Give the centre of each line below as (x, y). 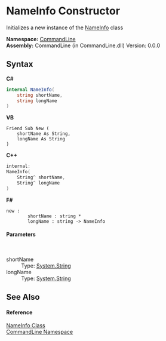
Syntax (20, 64)
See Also (23, 297)
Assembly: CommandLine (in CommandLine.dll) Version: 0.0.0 (83, 45)
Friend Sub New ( (28, 129)
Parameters (21, 235)
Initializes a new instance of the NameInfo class (65, 27)
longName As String (41, 139)
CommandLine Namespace (40, 332)
